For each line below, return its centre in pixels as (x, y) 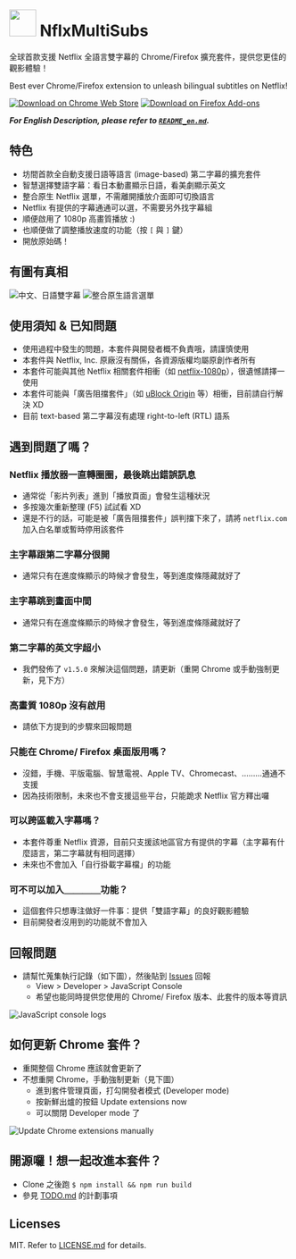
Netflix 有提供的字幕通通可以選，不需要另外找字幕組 (117, 207)
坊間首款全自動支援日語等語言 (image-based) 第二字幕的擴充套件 (141, 173)
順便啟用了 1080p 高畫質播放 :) (78, 218)
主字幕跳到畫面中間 (50, 601)
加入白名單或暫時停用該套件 (73, 529)
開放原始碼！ (45, 240)
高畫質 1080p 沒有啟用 (58, 705)
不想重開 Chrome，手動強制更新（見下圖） (101, 1079)
